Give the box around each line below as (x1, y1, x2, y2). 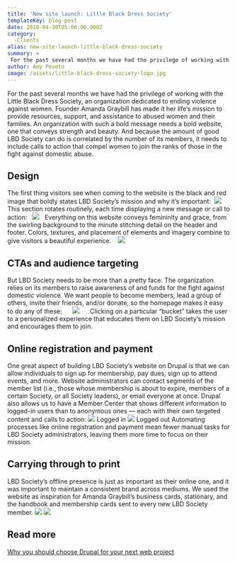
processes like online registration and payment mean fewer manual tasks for (7, 423, 230, 431)
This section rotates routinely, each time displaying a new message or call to (7, 205, 230, 213)
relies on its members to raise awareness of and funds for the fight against (7, 284, 225, 292)
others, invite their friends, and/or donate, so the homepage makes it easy (7, 299, 224, 307)
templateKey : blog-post (7, 17, 78, 24)
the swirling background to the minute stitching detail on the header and (7, 221, 218, 229)
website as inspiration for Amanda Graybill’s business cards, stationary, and (7, 492, 228, 501)
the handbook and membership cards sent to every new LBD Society (7, 499, 209, 508)
